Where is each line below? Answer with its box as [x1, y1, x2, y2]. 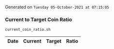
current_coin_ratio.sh [5, 27, 51, 32]
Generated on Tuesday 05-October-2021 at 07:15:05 [5, 4, 110, 10]
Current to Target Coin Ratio [5, 16, 72, 23]
